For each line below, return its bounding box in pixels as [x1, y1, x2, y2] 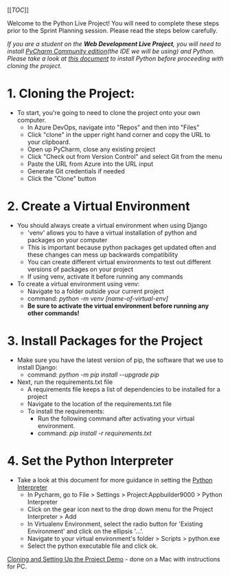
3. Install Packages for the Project [7, 333, 203, 349]
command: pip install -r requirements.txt [37, 429, 152, 437]
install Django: [16, 363, 58, 371]
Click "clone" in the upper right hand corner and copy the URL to [27, 130, 211, 138]
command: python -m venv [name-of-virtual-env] [27, 294, 168, 302]
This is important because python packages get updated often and [27, 243, 216, 251]
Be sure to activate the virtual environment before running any [27, 301, 209, 310]
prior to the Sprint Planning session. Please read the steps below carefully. [7, 27, 218, 34]
